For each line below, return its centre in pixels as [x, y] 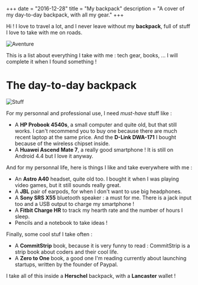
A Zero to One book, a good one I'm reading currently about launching [100, 258]
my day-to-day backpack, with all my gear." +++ [65, 15]
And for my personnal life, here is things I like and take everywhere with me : [99, 167]
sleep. [22, 216]
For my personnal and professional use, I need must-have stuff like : [89, 113]
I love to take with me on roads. [44, 32]
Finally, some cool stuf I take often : [49, 234]
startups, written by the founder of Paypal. [66, 264]
